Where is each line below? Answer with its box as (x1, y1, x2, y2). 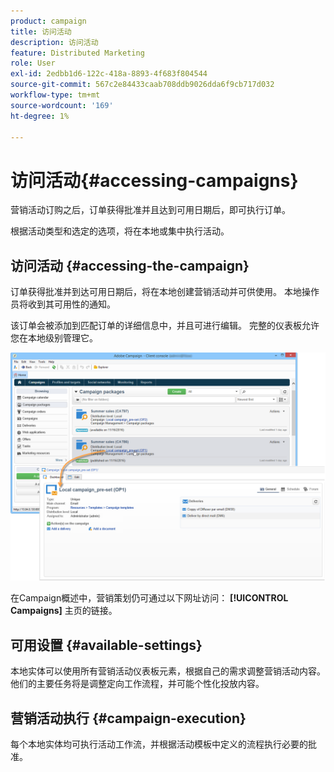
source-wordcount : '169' (10, 100, 114, 110)
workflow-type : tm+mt (10, 90, 101, 100)
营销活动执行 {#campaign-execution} (10, 710, 247, 727)
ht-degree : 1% (10, 111, 70, 121)
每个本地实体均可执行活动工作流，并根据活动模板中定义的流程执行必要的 (10, 738, 308, 750)
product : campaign (10, 16, 87, 26)
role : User (10, 58, 56, 69)
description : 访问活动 (10, 37, 99, 47)
